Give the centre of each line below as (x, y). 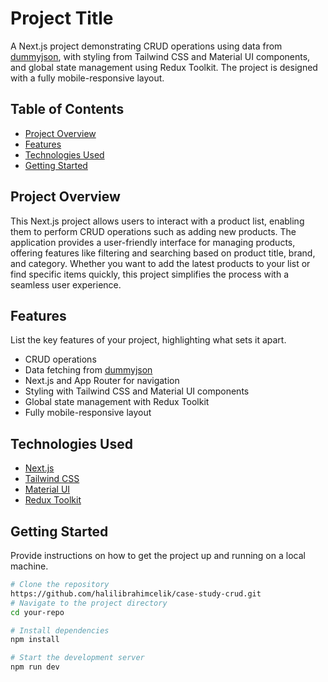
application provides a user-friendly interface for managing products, (153, 242)
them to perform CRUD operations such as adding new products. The (153, 231)
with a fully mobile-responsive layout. (87, 78)
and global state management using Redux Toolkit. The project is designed (164, 67)
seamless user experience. (66, 284)
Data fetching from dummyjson (88, 370)
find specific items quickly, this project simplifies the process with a (150, 274)
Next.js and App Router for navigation (102, 381)
